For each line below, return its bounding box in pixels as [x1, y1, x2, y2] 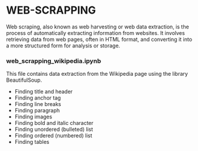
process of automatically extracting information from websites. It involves [6, 29, 185, 36]
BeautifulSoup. [6, 76, 43, 83]
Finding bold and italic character [14, 120, 93, 127]
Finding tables [14, 139, 50, 146]
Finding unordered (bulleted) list [14, 126, 93, 133]
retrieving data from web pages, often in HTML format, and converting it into [6, 36, 193, 43]
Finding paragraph [14, 107, 60, 114]
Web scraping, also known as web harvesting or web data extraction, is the [6, 23, 189, 30]
